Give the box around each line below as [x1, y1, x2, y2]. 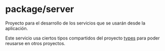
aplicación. [5, 25, 28, 31]
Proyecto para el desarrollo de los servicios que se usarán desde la [5, 20, 146, 26]
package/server [5, 3, 74, 15]
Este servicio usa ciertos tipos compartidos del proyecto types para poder [5, 35, 160, 41]
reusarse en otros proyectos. [5, 40, 66, 46]
